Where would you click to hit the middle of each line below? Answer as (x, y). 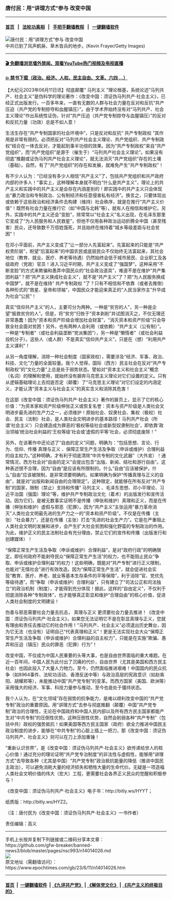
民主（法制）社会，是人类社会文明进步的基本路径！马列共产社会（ (84, 419)
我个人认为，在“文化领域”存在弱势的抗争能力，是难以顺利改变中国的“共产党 (84, 699)
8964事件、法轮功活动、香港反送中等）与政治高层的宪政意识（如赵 (89, 675)
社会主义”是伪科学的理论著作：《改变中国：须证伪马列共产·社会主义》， (88, 97)
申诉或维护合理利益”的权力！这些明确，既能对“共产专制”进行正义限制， (89, 563)
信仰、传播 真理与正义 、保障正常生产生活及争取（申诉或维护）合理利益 (89, 449)
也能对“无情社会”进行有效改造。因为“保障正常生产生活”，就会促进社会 (79, 570)
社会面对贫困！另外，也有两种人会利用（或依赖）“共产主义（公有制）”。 (89, 326)
